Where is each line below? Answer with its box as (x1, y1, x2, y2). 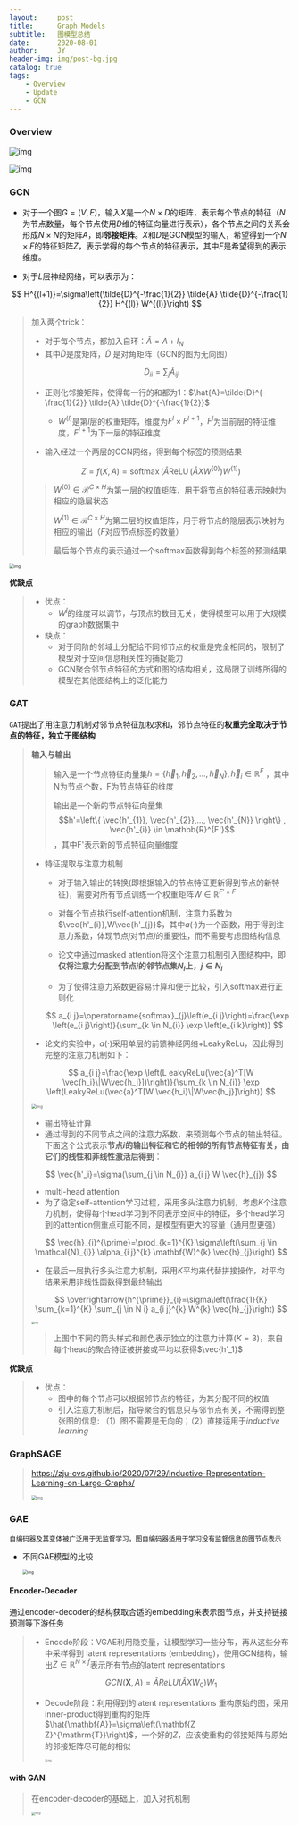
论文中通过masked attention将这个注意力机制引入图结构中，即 (57, 949, 286, 959)
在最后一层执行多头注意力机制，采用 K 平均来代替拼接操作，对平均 (44, 1264, 285, 1275)
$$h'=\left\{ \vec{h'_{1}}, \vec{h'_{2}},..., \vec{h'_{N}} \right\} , (58, 815, 287, 825)
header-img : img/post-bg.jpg (9, 55, 118, 63)
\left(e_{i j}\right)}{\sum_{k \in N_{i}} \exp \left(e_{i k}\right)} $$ (52, 1019, 284, 1030)
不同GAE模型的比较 (21, 1551, 94, 1562)
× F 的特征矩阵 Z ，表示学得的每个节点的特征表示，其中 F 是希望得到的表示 (21, 241, 287, 251)
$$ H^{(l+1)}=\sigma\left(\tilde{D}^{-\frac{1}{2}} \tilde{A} (12, 288, 219, 300)
